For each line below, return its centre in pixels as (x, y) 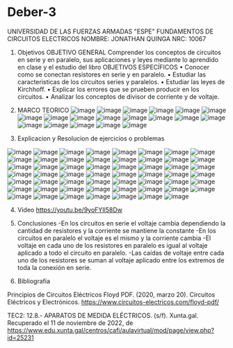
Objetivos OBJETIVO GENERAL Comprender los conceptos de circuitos (119, 52)
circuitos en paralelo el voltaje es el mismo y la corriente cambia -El (114, 238)
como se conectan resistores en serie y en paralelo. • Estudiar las (112, 74)
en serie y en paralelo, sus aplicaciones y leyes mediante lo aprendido (118, 59)
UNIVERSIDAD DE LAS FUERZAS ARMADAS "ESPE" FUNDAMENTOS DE (111, 31)
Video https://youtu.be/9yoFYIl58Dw (70, 209)
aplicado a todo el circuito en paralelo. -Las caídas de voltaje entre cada (121, 253)
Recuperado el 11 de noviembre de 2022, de (70, 323)
